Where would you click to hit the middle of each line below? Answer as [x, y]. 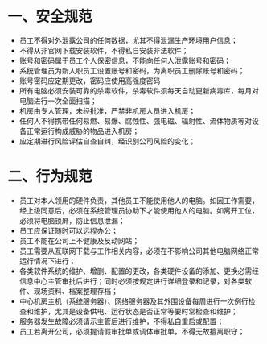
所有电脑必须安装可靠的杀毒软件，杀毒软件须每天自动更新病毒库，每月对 [139, 90]
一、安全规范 [50, 17]
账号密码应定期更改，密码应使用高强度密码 [90, 81]
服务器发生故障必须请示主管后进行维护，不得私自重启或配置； [121, 321]
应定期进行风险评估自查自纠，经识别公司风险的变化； [107, 141]
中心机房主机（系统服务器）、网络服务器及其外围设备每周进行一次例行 [133, 301]
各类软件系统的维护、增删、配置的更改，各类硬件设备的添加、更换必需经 [139, 271]
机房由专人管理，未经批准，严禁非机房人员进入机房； [107, 110]
